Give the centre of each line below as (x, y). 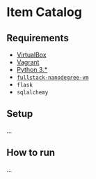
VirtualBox (31, 55)
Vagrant (28, 62)
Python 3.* (32, 70)
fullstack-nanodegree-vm (53, 78)
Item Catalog (45, 12)
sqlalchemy (32, 92)
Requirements (38, 38)
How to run (31, 153)
